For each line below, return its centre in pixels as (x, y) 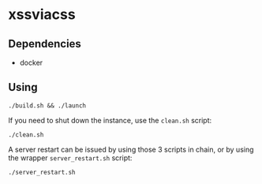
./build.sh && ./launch (47, 105)
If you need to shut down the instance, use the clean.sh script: (110, 120)
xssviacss (42, 15)
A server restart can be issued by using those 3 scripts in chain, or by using (131, 149)
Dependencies (45, 44)
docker (31, 62)
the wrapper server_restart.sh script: (70, 158)
